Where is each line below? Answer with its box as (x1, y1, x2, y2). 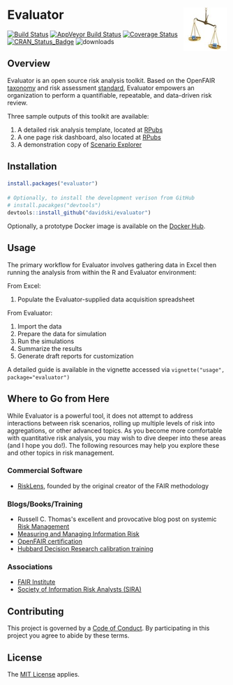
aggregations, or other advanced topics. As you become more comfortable (7, 426, 223, 435)
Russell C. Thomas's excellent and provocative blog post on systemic (17, 515, 218, 523)
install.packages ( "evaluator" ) (7, 180, 98, 187)
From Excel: (7, 281, 41, 289)
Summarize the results (17, 344, 82, 352)
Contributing (7, 605, 64, 617)
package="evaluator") (7, 374, 70, 381)
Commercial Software (7, 466, 83, 476)
